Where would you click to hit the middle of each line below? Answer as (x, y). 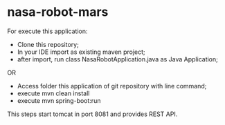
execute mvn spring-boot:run (59, 100)
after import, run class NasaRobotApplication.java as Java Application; (117, 59)
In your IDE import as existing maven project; (81, 52)
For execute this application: (47, 31)
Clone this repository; (48, 44)
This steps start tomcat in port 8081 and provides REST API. (92, 114)
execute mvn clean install (53, 93)
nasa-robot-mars (58, 12)
